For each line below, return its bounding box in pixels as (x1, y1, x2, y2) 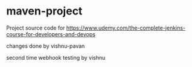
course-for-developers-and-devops (6, 30, 95, 37)
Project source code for (6, 24, 65, 31)
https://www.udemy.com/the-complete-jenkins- (66, 24, 186, 31)
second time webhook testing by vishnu (6, 54, 106, 61)
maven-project (6, 4, 83, 18)
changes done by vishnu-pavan (6, 42, 85, 49)
